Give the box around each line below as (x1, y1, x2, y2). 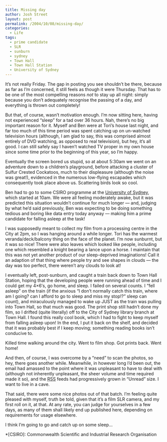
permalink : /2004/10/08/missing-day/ (5, 21, 84, 26)
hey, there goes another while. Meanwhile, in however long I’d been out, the (5, 360, 161, 366)
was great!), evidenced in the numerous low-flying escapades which (5, 175, 146, 180)
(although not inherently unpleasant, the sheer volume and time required (5, 371, 154, 376)
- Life (9, 30, 23, 35)
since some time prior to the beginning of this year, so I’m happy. (5, 149, 139, 155)
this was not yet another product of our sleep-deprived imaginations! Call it (5, 252, 160, 258)
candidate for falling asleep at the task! (5, 216, 85, 221)
